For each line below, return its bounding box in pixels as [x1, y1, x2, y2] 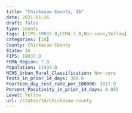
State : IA [6, 48, 31, 54]
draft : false [6, 20, 39, 26]
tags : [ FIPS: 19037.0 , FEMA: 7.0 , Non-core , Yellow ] [6, 31, 127, 37]
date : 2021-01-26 [6, 14, 50, 20]
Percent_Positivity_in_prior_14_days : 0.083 [6, 87, 119, 93]
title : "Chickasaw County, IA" [6, 8, 84, 15]
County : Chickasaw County [6, 42, 70, 48]
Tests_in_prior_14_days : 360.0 [6, 75, 84, 81]
